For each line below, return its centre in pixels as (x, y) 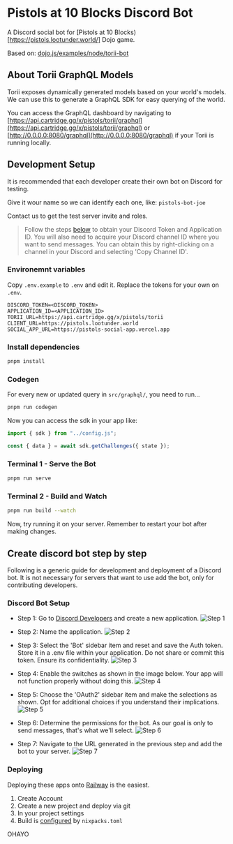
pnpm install (26, 362)
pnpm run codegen (32, 407)
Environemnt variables (46, 269)
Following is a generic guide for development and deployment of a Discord (114, 570)
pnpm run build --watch (42, 511)
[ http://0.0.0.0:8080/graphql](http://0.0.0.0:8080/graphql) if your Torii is (111, 135)
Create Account (40, 798)
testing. (18, 188)
